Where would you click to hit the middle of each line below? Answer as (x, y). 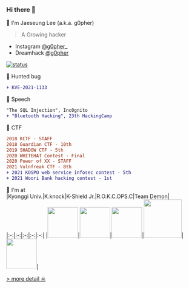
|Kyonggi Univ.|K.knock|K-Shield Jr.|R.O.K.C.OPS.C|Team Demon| (88, 196)
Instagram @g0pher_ (41, 46)
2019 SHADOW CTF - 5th (35, 150)
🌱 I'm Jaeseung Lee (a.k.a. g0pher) (50, 23)
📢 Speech (18, 99)
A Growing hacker (44, 35)
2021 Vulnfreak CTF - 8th (39, 167)
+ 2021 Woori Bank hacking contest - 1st (59, 179)
